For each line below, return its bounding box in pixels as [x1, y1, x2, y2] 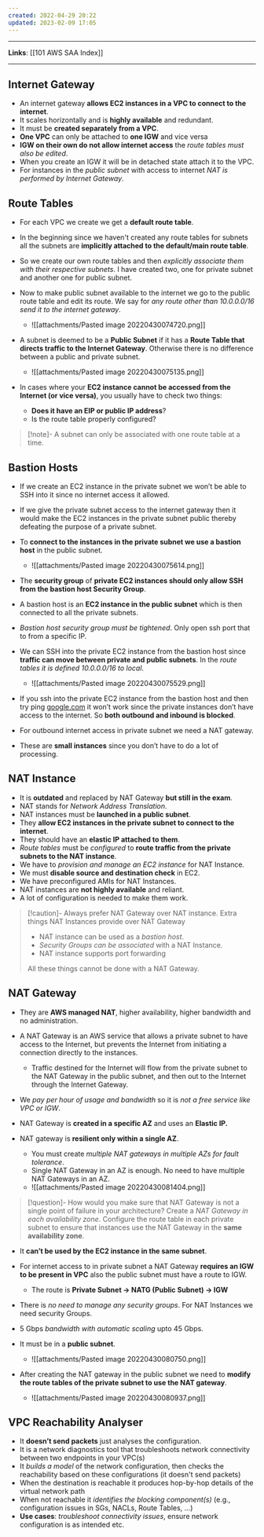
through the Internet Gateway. [31, 1080, 129, 1089]
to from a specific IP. [19, 631, 87, 640]
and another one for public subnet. [19, 273, 132, 283]
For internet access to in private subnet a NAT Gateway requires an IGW [19, 1261, 255, 1271]
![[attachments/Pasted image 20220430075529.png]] [31, 678, 206, 688]
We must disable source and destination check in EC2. [19, 868, 200, 877]
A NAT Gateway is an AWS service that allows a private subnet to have [19, 1031, 248, 1040]
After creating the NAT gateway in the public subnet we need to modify [19, 1369, 251, 1379]
